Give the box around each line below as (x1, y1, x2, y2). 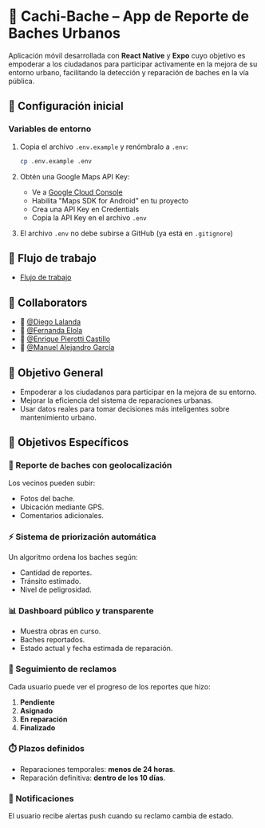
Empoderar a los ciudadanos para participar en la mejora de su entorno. (19, 387, 257, 396)
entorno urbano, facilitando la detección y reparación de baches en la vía (8, 67, 249, 77)
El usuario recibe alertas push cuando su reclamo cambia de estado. (8, 811, 234, 821)
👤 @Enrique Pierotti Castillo (19, 334, 110, 344)
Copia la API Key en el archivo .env (31, 212, 148, 223)
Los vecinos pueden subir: (8, 478, 96, 488)
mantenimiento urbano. (19, 412, 97, 422)
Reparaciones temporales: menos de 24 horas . (19, 764, 176, 774)
